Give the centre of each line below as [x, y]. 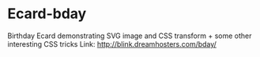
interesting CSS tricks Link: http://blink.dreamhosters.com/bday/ [112, 44]
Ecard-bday [47, 14]
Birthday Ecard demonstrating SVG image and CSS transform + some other [130, 36]
